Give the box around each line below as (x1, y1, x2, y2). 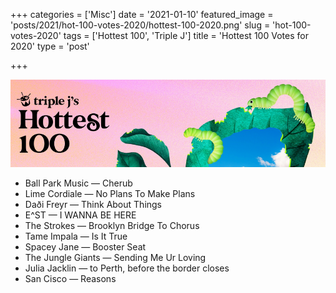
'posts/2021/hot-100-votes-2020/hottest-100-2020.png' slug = (10, 19, 271, 31)
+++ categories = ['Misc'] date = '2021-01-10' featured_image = (10, 9, 274, 20)
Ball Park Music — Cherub (24, 177, 133, 189)
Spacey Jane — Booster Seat (24, 240, 147, 253)
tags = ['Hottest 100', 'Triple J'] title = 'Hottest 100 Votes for (63, 30, 309, 41)
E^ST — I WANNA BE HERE (24, 209, 137, 221)
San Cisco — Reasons (24, 272, 117, 284)
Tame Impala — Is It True (24, 230, 128, 242)
